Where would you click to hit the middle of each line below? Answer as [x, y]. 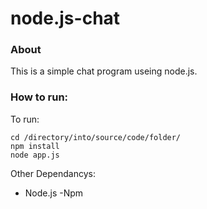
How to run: [39, 97]
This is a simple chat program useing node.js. [104, 71]
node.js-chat [65, 18]
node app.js [35, 155]
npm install [35, 146]
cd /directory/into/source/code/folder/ [96, 137]
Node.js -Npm [54, 193]
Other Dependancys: [53, 173]
